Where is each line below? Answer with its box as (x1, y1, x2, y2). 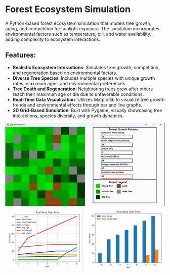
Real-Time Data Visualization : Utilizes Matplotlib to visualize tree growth (12, 96, 165, 102)
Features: (5, 51, 36, 60)
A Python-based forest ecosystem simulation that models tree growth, (5, 20, 152, 26)
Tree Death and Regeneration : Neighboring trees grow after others (12, 86, 153, 92)
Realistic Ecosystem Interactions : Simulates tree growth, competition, (12, 64, 160, 70)
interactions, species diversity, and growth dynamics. (12, 113, 124, 119)
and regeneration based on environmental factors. (12, 70, 117, 76)
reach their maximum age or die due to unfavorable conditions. (12, 91, 144, 97)
